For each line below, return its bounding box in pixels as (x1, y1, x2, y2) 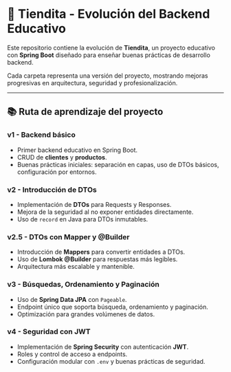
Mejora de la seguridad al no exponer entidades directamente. (16, 208, 194, 216)
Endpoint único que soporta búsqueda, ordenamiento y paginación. (16, 303, 208, 311)
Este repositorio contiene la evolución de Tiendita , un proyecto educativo (7, 43, 215, 52)
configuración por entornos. (16, 168, 98, 176)
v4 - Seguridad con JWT (7, 327, 91, 336)
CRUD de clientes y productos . (16, 153, 107, 161)
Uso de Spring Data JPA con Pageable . (16, 295, 127, 303)
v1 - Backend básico (7, 130, 76, 140)
